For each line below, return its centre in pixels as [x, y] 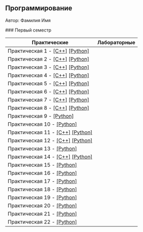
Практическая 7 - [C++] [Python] [48, 100]
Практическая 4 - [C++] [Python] [48, 75]
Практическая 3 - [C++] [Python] [48, 67]
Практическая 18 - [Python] [42, 189]
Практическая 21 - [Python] [42, 213]
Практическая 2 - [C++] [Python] [48, 59]
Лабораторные [116, 42]
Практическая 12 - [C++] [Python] [50, 140]
